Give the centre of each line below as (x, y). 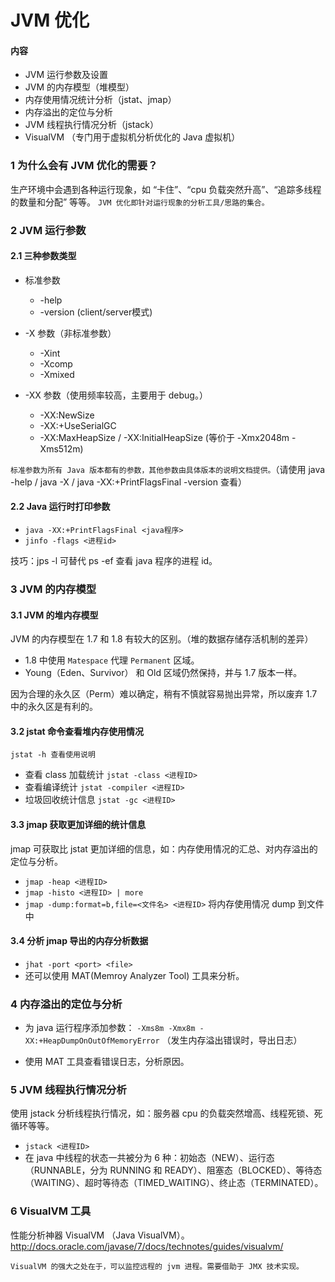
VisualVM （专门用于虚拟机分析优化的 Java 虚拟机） (132, 137)
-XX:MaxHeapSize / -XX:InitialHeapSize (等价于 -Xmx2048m (164, 437)
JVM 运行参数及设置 (66, 75)
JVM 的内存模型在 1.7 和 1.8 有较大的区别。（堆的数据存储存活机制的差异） (162, 639)
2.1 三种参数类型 (43, 256)
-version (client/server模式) (96, 312)
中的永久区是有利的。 (54, 707)
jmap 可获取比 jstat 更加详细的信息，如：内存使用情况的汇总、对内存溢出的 (164, 848)
